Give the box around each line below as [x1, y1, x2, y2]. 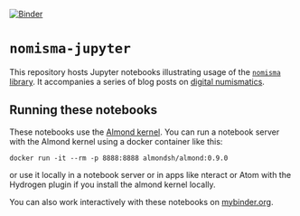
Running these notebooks [9, 102, 158, 117]
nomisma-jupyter [9, 41, 131, 58]
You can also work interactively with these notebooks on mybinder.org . [9, 196, 274, 207]
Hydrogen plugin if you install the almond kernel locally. [9, 179, 216, 190]
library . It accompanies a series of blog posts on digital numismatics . [9, 76, 265, 87]
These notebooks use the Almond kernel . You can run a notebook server [9, 127, 280, 137]
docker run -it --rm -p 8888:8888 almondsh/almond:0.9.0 [9, 154, 229, 163]
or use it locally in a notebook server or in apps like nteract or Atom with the [9, 169, 292, 180]
